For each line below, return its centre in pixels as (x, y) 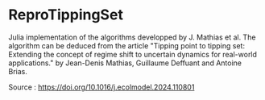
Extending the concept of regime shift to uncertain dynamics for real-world (133, 54)
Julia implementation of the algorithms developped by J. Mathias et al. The (132, 37)
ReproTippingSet (66, 15)
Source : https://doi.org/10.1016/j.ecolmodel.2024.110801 (101, 87)
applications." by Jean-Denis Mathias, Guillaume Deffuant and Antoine (125, 63)
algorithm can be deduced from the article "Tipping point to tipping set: (127, 45)
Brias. (18, 71)
